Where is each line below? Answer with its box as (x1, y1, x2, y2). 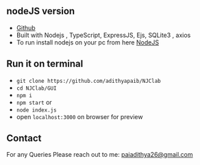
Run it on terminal (6, 58, 84, 70)
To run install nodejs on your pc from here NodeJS (16, 38, 159, 47)
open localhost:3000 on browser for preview (16, 112, 143, 120)
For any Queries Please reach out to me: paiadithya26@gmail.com (6, 151, 193, 159)
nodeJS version (6, 5, 75, 17)
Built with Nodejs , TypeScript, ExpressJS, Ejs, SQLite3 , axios (16, 31, 191, 39)
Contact (6, 133, 42, 144)
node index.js (16, 106, 57, 114)
